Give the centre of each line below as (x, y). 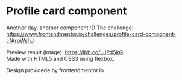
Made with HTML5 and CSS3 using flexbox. (60, 58)
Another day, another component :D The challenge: (70, 28)
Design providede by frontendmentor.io (55, 70)
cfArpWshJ (20, 40)
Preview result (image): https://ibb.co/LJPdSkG (65, 52)
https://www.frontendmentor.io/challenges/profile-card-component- (91, 34)
